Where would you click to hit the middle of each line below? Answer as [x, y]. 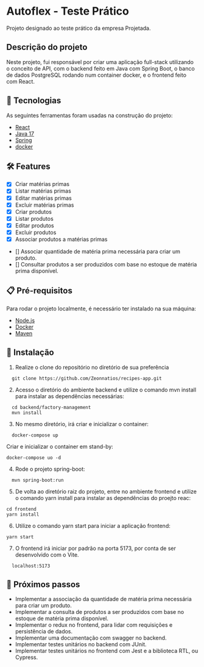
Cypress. [26, 657]
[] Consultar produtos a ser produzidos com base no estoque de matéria [106, 264]
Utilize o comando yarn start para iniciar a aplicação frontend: [93, 526]
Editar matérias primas [43, 198]
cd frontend [21, 509]
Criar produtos [33, 212]
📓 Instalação [30, 353]
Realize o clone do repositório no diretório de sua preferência [92, 367]
